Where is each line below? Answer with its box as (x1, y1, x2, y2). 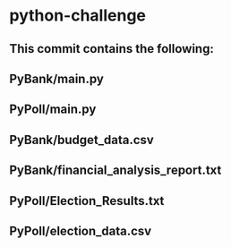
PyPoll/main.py (9, 102, 97, 117)
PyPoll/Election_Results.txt (9, 193, 165, 209)
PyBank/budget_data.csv (9, 132, 154, 148)
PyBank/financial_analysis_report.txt (9, 163, 222, 178)
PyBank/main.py (9, 71, 105, 86)
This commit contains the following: (9, 41, 215, 56)
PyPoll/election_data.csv (9, 223, 152, 238)
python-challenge (9, 5, 146, 26)
